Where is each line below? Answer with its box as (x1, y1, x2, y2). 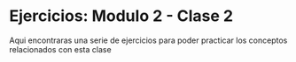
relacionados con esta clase (9, 44, 113, 54)
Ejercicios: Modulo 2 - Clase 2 (9, 6, 233, 26)
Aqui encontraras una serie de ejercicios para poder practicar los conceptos (9, 35, 288, 45)
